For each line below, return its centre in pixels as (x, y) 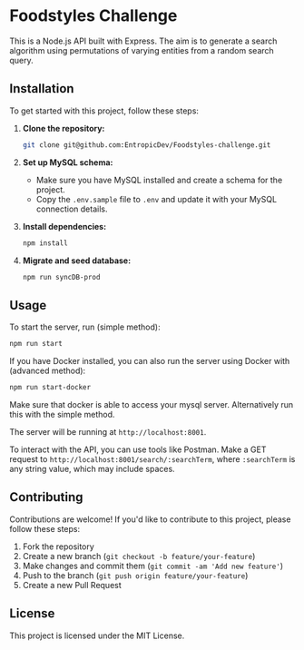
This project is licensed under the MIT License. (97, 635)
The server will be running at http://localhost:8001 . (108, 431)
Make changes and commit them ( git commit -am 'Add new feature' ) (153, 566)
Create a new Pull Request (72, 585)
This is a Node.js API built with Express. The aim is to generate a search (143, 41)
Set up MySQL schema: (68, 162)
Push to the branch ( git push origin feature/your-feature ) (135, 575)
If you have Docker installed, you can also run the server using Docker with (150, 361)
